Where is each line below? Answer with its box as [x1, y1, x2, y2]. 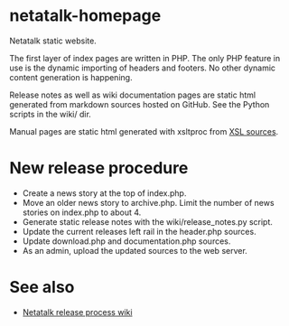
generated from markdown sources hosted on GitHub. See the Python [9, 98, 270, 109]
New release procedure [9, 158, 189, 179]
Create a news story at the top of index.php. [22, 187, 187, 199]
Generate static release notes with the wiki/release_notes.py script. [22, 216, 274, 227]
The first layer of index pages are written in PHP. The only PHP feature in [9, 52, 281, 63]
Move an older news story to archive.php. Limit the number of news [22, 197, 275, 208]
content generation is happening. [9, 71, 133, 82]
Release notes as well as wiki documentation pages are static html [9, 89, 256, 100]
